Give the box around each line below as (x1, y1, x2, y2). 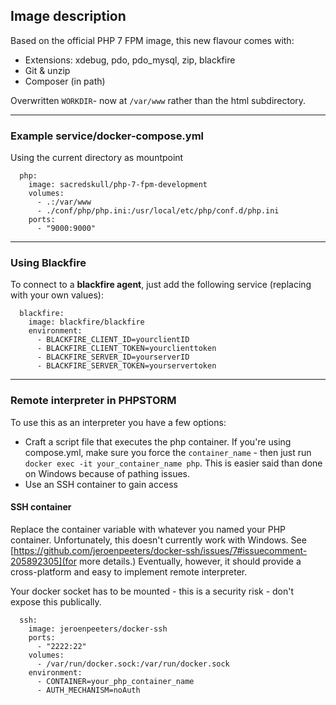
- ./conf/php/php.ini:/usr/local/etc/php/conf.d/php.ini (36, 206, 280, 216)
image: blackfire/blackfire (28, 317, 145, 328)
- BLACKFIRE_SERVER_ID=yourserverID (36, 352, 190, 363)
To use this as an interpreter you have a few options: (10, 416, 227, 428)
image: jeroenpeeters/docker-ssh (28, 624, 168, 634)
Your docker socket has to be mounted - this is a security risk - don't (10, 585, 295, 597)
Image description (10, 8, 127, 25)
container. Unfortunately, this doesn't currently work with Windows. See (10, 534, 307, 546)
